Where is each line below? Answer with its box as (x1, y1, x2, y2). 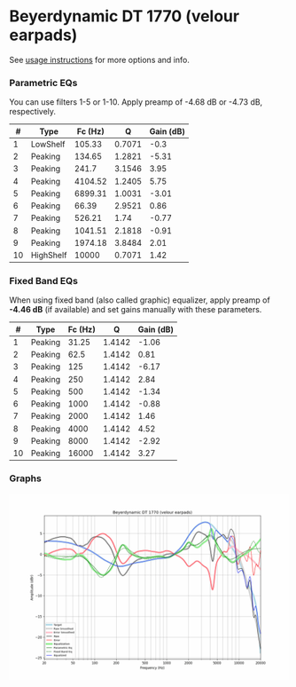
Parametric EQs (9, 76, 78, 89)
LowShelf (30, 138, 66, 149)
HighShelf (30, 250, 67, 261)
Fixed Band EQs (9, 274, 78, 287)
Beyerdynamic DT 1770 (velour (9, 6, 240, 27)
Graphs (9, 472, 42, 485)
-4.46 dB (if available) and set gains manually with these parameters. (9, 304, 262, 315)
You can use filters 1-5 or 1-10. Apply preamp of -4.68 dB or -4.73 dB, (9, 97, 263, 107)
